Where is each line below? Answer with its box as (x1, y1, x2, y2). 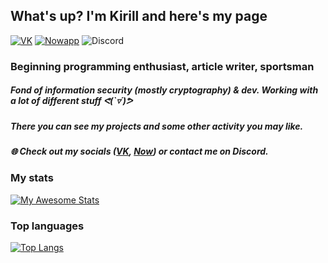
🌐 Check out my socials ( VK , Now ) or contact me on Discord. (10, 145, 269, 158)
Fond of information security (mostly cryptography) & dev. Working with (10, 84, 319, 96)
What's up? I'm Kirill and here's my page (10, 8, 268, 25)
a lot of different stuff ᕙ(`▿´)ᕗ (10, 95, 133, 107)
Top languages (10, 219, 85, 233)
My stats (10, 171, 54, 185)
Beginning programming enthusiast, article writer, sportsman (10, 59, 315, 73)
